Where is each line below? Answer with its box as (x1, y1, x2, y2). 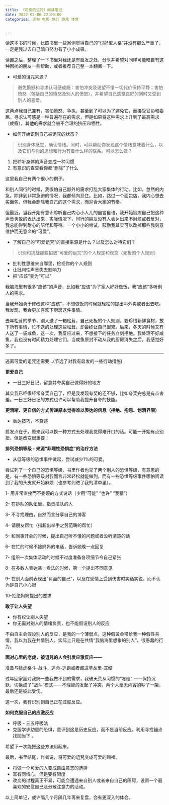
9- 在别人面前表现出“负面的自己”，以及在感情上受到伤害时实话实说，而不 (5, 576, 156, 582)
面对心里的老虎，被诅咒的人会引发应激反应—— (5, 654, 102, 660)
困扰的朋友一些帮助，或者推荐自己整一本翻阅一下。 (9, 63, 116, 69)
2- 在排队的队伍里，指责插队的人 (5, 501, 73, 507)
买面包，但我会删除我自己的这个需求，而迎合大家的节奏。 (5, 199, 124, 205)
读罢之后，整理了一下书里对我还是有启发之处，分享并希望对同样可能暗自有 (5, 57, 159, 63)
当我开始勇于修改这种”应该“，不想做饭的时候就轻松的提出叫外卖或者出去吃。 (5, 301, 163, 307)
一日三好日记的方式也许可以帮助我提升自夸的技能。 (14, 397, 120, 403)
